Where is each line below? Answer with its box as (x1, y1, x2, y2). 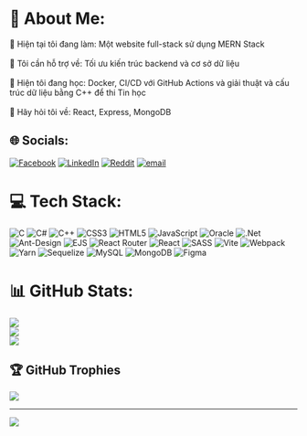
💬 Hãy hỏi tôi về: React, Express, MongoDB (9, 106, 172, 117)
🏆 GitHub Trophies (9, 363, 122, 378)
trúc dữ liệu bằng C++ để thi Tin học (9, 87, 146, 98)
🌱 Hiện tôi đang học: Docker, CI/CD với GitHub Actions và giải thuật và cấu (9, 77, 290, 88)
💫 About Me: (9, 8, 106, 29)
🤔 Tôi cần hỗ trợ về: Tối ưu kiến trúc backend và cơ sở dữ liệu (9, 58, 240, 69)
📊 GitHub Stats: (9, 281, 134, 301)
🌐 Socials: (9, 133, 69, 149)
